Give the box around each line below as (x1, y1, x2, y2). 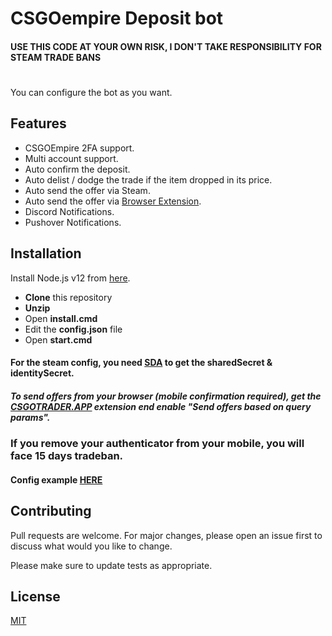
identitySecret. (10, 367, 75, 379)
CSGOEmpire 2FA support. (24, 142, 135, 154)
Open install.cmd (24, 312, 98, 324)
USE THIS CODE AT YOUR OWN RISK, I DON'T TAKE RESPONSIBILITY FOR (10, 40, 322, 52)
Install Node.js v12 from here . (10, 272, 131, 284)
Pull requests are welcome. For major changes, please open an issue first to (10, 529, 323, 541)
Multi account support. (24, 152, 119, 164)
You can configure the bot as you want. (10, 86, 173, 98)
